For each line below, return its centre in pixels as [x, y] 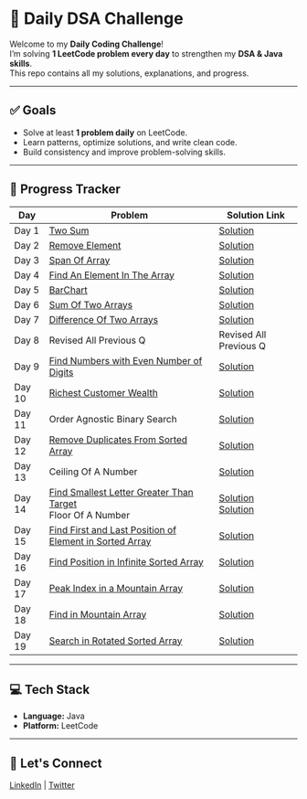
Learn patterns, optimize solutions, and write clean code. [130, 142]
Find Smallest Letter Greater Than [121, 492]
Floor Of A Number [90, 515]
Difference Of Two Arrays [103, 319]
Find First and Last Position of [112, 529]
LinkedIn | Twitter [42, 785]
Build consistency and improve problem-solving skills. [124, 152]
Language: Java [53, 716]
